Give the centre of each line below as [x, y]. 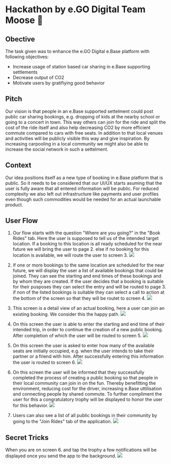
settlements [25, 72]
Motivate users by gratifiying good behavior [59, 83]
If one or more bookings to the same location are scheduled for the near [88, 265]
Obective [20, 39]
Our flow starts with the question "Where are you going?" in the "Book [87, 233]
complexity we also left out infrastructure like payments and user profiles [82, 194]
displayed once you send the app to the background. [61, 456]
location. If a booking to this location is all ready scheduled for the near [87, 244]
